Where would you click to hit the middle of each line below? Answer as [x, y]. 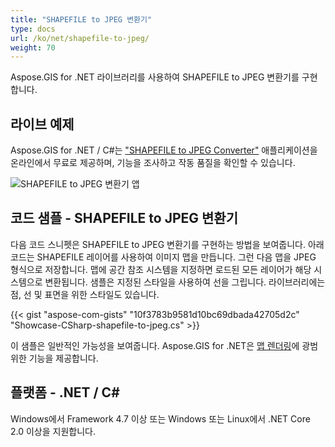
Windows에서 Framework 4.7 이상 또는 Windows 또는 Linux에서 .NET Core [160, 418]
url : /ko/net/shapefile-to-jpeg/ [80, 38]
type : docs [33, 29]
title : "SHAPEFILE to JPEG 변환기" [81, 19]
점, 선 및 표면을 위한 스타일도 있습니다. [85, 294]
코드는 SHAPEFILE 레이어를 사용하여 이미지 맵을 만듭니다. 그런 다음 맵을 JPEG [163, 257]
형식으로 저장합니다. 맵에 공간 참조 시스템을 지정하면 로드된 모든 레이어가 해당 [161, 269]
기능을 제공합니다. [63, 358]
